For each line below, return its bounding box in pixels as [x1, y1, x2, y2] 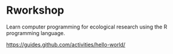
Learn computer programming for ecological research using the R [6, 23, 168, 30]
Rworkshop [6, 4, 64, 17]
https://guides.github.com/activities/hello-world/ [6, 41, 126, 48]
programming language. [6, 29, 66, 36]
